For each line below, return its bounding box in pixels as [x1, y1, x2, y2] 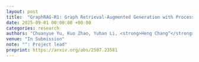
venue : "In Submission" [6, 36, 65, 42]
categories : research [6, 25, 60, 31]
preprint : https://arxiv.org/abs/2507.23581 [6, 47, 118, 53]
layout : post [6, 8, 38, 15]
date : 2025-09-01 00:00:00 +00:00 [6, 19, 92, 25]
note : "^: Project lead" [6, 42, 68, 48]
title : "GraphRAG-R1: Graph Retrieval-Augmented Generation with [6, 14, 174, 20]
